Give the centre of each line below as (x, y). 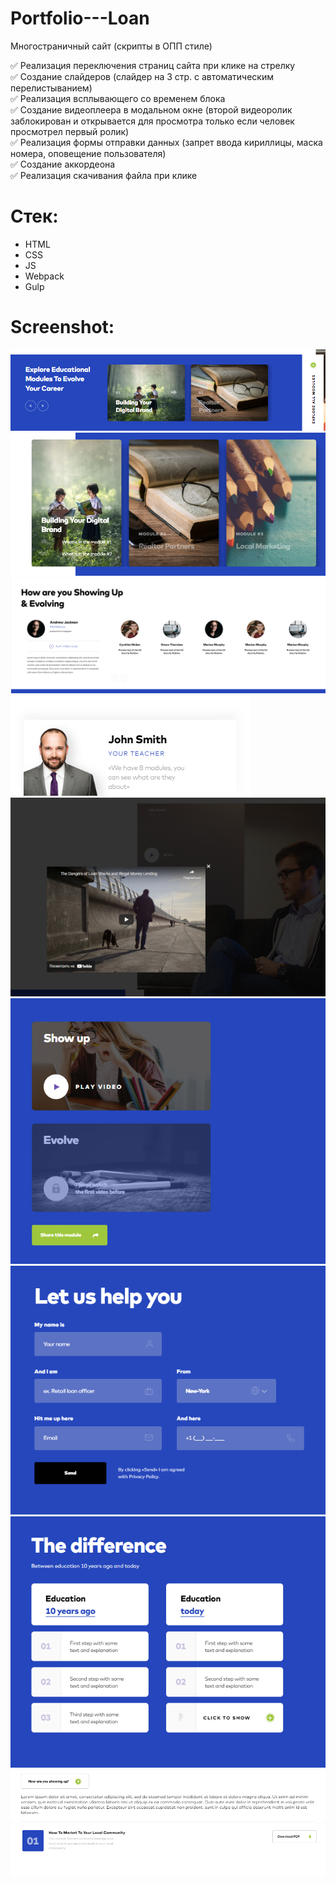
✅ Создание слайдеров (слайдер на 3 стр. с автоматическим (142, 76)
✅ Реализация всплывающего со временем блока (118, 98)
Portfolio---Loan (80, 18)
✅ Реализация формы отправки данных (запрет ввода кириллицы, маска (166, 142)
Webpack (44, 276)
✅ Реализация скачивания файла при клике (104, 175)
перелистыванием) (51, 88)
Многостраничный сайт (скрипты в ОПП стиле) (111, 46)
